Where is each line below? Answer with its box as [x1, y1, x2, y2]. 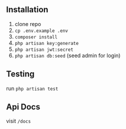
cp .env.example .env [14, 28, 68, 34]
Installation [6, 5, 49, 15]
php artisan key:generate [14, 40, 79, 46]
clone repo [14, 20, 41, 27]
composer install [14, 34, 58, 40]
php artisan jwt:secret [14, 47, 74, 53]
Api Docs [6, 102, 40, 112]
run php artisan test [6, 85, 59, 92]
